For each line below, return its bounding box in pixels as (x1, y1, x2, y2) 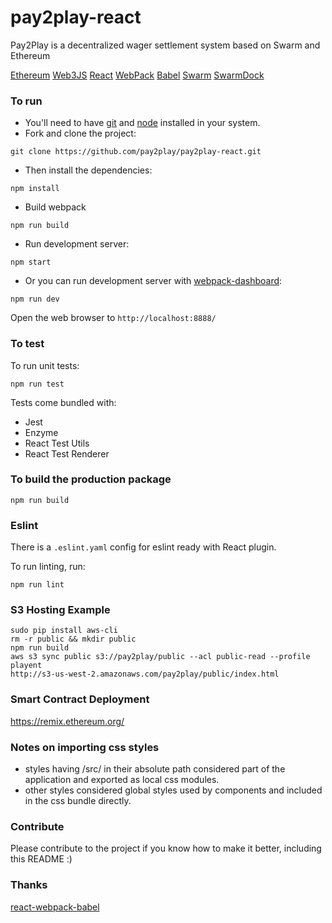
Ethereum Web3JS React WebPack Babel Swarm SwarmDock (10, 69, 265, 81)
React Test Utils (24, 437, 90, 449)
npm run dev (10, 294, 60, 305)
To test (10, 337, 45, 351)
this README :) (10, 853, 73, 865)
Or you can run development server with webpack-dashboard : (24, 275, 283, 287)
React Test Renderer (24, 447, 110, 460)
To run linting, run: (10, 561, 86, 573)
